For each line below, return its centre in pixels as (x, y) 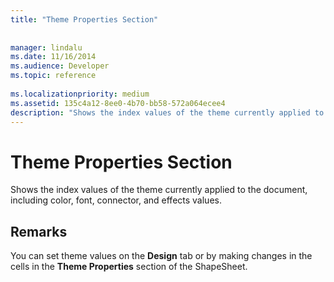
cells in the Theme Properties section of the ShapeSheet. (129, 267)
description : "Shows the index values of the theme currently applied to (167, 112)
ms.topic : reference (53, 76)
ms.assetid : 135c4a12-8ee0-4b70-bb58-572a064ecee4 (118, 103)
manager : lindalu (46, 47)
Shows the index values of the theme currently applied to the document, (159, 190)
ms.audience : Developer (60, 66)
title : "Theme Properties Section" (84, 19)
